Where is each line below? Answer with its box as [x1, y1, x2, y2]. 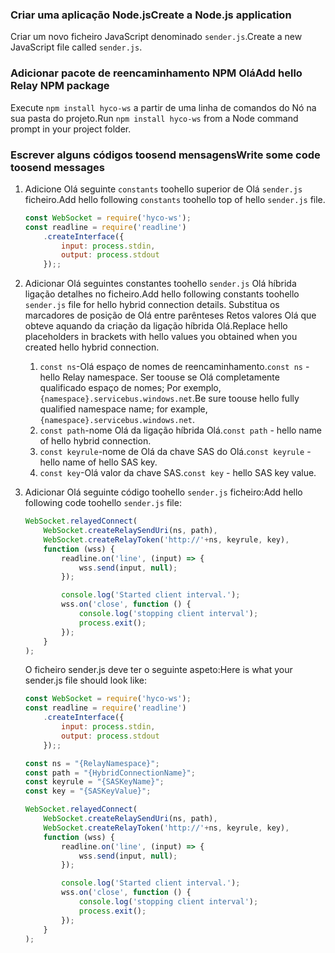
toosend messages [10, 160, 105, 174]
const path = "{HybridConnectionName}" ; [24, 768, 196, 778]
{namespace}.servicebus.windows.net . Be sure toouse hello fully [39, 393, 300, 405]
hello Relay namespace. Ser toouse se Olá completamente [39, 371, 280, 383]
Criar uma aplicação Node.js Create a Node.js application [10, 8, 292, 22]
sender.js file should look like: [24, 674, 147, 687]
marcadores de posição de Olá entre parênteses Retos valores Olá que [24, 309, 317, 322]
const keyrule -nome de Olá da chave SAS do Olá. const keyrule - [39, 446, 312, 458]
